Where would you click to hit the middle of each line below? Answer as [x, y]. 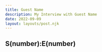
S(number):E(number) [40, 43]
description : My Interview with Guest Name [51, 14]
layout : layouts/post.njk [32, 24]
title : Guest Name [24, 10]
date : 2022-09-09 [23, 19]
